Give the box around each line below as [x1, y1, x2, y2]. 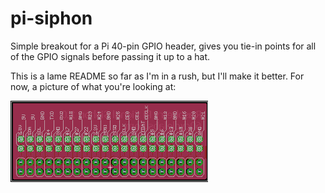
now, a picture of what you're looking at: [10, 80, 177, 92]
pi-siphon [10, 7, 93, 30]
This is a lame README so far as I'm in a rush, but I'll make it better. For [10, 70, 305, 82]
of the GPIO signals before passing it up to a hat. [10, 50, 211, 62]
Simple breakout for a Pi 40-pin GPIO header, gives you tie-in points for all [10, 40, 317, 52]
